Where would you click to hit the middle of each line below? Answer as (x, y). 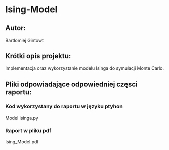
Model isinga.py (22, 118)
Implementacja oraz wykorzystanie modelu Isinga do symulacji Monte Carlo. (85, 68)
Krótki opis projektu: (38, 56)
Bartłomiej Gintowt (25, 40)
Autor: (16, 28)
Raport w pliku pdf (28, 131)
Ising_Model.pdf (22, 142)
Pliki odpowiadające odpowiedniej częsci (71, 84)
